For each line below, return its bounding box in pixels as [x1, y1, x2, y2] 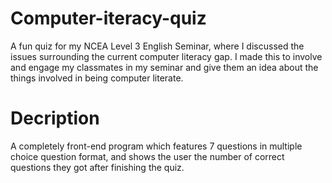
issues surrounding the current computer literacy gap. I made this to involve [10, 50, 323, 62]
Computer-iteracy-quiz [10, 7, 207, 30]
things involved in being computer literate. [10, 72, 184, 84]
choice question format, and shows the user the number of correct [10, 150, 285, 162]
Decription [10, 107, 100, 130]
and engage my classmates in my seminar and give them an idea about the [10, 61, 319, 73]
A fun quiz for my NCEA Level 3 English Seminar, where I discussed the [10, 40, 305, 52]
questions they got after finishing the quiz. [10, 161, 185, 173]
